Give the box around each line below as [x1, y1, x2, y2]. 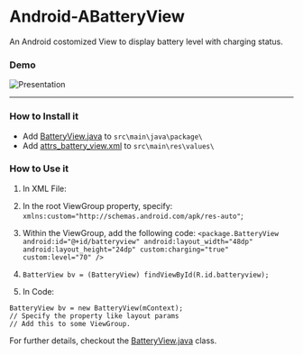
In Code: [22, 286, 55, 296]
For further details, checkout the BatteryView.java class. [9, 335, 217, 346]
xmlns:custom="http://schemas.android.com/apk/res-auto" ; [22, 210, 243, 221]
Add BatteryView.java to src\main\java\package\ [22, 131, 203, 141]
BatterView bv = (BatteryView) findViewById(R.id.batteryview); [22, 270, 270, 279]
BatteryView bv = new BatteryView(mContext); [9, 304, 183, 313]
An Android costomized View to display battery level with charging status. [9, 36, 284, 47]
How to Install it [9, 110, 79, 123]
